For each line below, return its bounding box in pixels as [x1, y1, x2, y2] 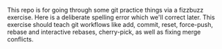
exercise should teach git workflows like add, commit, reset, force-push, [7, 21, 213, 28]
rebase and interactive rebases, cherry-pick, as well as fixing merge [7, 28, 201, 36]
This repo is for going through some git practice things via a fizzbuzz [7, 6, 204, 14]
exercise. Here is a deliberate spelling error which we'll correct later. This [7, 13, 216, 21]
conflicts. [7, 35, 34, 43]
